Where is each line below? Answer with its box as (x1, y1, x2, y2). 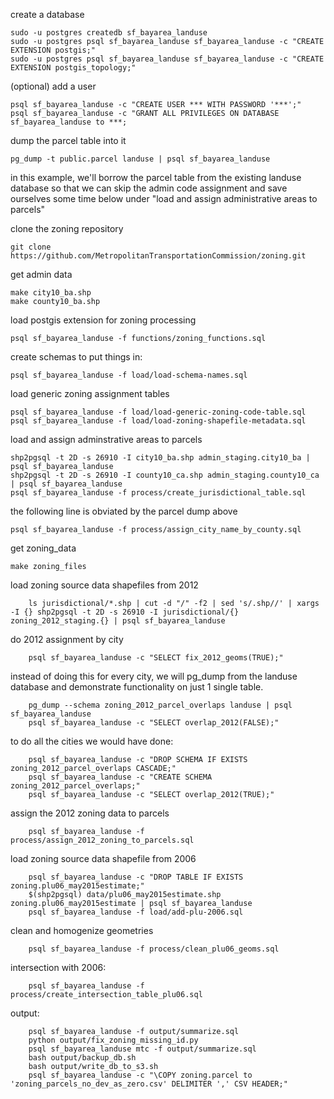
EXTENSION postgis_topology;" (10, 63, 137, 73)
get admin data (10, 269, 73, 280)
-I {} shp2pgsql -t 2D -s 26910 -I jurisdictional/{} (10, 607, 240, 617)
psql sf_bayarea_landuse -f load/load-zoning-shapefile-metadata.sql (10, 416, 307, 426)
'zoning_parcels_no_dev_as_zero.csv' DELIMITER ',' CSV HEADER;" (10, 1079, 288, 1089)
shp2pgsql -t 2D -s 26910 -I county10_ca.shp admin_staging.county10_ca (10, 470, 320, 480)
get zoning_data (10, 542, 77, 554)
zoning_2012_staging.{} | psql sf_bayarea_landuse (10, 616, 226, 626)
